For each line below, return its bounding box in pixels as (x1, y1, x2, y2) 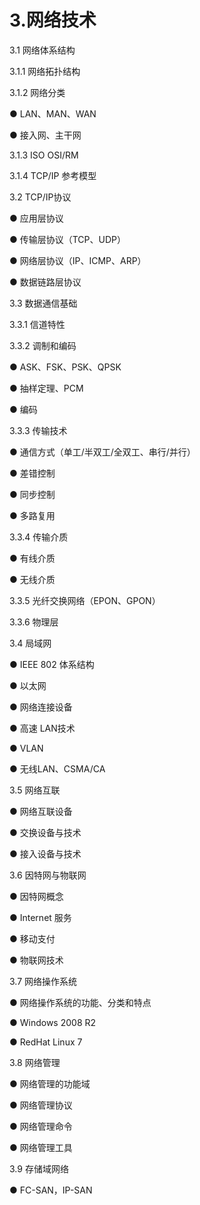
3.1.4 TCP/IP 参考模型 (9, 169, 97, 181)
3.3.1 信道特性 (9, 318, 66, 330)
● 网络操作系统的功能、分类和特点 (9, 996, 152, 1008)
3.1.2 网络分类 (9, 86, 66, 98)
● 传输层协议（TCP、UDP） (9, 233, 126, 245)
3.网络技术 (9, 9, 97, 32)
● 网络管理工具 (9, 1141, 73, 1153)
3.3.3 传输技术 (9, 424, 68, 436)
